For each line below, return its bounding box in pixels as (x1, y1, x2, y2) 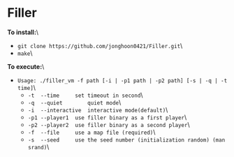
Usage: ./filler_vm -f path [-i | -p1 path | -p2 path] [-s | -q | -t (17, 77, 228, 84)
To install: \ (7, 28, 39, 36)
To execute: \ (7, 62, 45, 70)
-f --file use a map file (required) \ (27, 128, 156, 136)
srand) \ (27, 142, 50, 151)
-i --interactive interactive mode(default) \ (27, 105, 168, 114)
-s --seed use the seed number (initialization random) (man (27, 136, 226, 144)
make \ (17, 49, 33, 57)
